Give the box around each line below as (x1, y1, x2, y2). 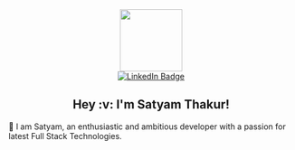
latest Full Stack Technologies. (8, 130, 123, 141)
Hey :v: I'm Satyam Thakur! (72, 97, 230, 112)
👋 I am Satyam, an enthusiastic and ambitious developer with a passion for (8, 121, 286, 132)
